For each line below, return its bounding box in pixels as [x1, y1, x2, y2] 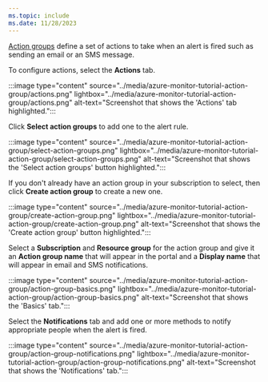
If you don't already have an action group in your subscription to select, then [8, 177, 261, 188]
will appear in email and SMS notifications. [8, 260, 149, 269]
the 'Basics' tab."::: [8, 300, 70, 310]
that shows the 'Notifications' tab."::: [8, 365, 129, 376]
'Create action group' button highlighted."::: [8, 227, 151, 237]
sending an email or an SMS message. [8, 50, 134, 59]
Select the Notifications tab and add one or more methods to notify [8, 316, 232, 326]
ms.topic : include [8, 11, 70, 20]
